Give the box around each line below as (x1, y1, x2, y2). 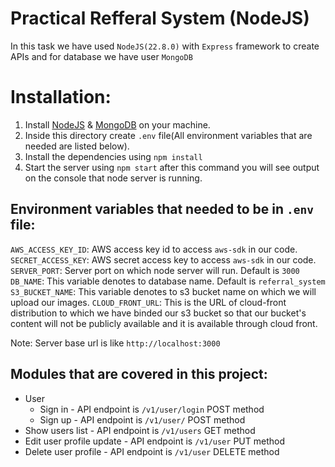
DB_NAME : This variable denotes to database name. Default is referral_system (10, 275, 326, 287)
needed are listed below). (24, 140, 130, 152)
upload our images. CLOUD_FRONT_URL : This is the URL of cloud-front (10, 296, 287, 308)
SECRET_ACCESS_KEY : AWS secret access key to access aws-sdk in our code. (10, 253, 317, 266)
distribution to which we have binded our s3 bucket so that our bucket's (10, 307, 307, 319)
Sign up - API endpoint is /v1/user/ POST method (39, 413, 246, 426)
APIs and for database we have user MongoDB (10, 50, 193, 62)
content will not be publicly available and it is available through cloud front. (10, 317, 318, 329)
